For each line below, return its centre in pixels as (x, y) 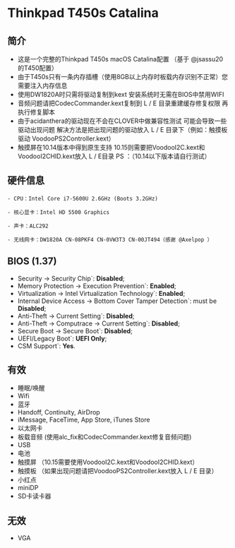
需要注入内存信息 (42, 85)
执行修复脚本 (36, 112)
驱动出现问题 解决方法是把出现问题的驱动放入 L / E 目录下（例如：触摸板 (122, 130)
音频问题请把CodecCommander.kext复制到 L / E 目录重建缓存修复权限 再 (123, 103)
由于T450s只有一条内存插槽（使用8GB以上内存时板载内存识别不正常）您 (122, 77)
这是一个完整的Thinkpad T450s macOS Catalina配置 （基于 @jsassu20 (120, 59)
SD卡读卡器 (34, 496)
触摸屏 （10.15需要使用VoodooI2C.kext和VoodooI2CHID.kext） (108, 462)
